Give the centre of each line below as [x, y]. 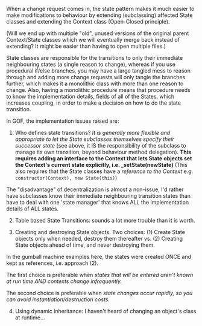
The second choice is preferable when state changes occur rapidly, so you [99, 293]
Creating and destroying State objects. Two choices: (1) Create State [100, 232]
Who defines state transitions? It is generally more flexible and [93, 133]
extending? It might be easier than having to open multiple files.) [86, 46]
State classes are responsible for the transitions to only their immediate [95, 58]
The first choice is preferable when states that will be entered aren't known [100, 275]
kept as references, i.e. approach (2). [52, 263]
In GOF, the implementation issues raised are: [63, 121]
